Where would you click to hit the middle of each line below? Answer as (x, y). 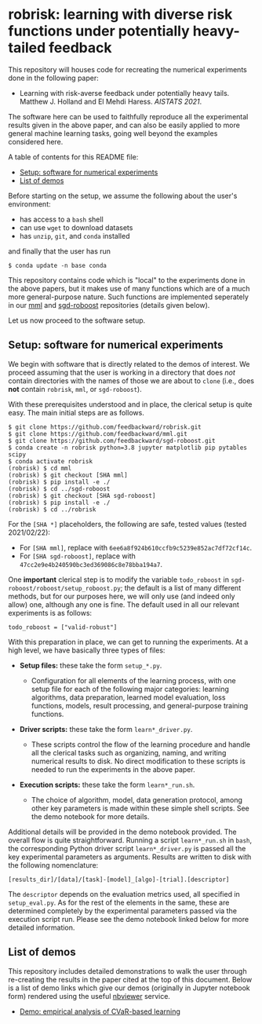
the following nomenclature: (53, 865)
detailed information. (42, 927)
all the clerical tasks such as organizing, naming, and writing (129, 752)
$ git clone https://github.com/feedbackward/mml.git (98, 433)
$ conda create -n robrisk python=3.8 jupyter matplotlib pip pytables (127, 448)
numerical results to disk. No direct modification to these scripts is (138, 761)
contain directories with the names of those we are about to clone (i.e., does (131, 380)
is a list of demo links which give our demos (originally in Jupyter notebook (129, 988)
